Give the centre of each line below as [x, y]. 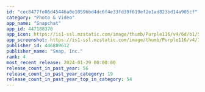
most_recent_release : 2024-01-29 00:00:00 [61, 62]
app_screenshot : [27, 40]
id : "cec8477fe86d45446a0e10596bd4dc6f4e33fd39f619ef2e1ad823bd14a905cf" [102, 12]
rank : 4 [16, 57]
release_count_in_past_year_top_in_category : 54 [69, 79]
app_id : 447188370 [30, 29]
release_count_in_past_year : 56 [47, 68]
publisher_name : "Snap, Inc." [45, 51]
